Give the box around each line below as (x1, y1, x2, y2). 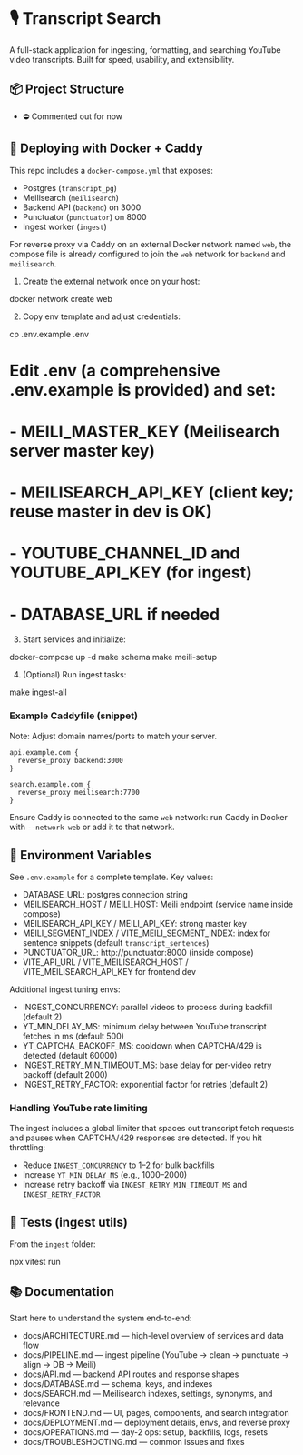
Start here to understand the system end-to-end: (9, 1312, 192, 1324)
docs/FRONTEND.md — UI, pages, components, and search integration (22, 1408, 289, 1419)
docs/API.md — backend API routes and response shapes (22, 1369, 239, 1380)
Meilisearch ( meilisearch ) (22, 192, 120, 203)
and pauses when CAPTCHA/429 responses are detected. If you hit (9, 1132, 262, 1143)
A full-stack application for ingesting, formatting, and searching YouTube (9, 44, 281, 55)
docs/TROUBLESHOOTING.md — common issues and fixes (22, 1437, 245, 1448)
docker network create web (9, 293, 113, 304)
